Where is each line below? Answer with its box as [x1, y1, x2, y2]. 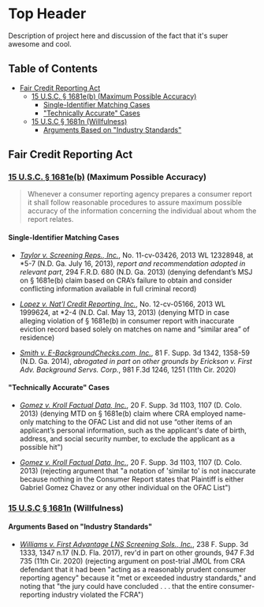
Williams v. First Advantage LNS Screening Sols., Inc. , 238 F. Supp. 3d [19, 539, 249, 549]
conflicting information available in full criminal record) [19, 283, 197, 293]
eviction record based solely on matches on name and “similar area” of [19, 324, 250, 334]
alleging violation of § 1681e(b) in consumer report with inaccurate [19, 316, 235, 325]
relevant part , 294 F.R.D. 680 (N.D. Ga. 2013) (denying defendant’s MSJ [19, 267, 253, 276]
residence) [19, 332, 55, 342]
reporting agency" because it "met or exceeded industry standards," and [19, 573, 256, 583]
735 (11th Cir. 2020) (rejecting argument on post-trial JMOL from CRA [19, 556, 246, 565]
